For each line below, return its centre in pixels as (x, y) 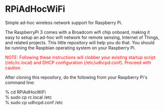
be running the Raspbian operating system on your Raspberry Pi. (70, 48)
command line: (20, 82)
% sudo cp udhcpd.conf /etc (34, 102)
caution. (13, 68)
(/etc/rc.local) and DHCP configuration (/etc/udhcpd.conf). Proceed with (78, 62)
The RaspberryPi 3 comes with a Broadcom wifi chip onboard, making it (78, 32)
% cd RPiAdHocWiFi (25, 92)
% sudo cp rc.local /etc (29, 97)
